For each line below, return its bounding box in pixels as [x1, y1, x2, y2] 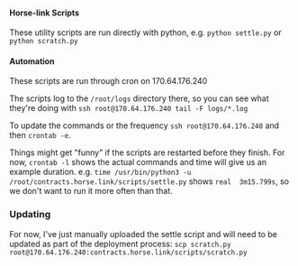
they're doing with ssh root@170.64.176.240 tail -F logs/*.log [9, 103, 248, 114]
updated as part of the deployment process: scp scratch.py [9, 238, 231, 249]
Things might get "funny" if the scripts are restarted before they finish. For [9, 147, 285, 158]
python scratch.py [9, 37, 78, 46]
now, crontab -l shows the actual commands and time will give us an [9, 157, 267, 168]
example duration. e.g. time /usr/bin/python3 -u [9, 167, 192, 178]
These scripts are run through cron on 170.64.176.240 [9, 76, 208, 87]
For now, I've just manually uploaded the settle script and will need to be [9, 228, 277, 239]
